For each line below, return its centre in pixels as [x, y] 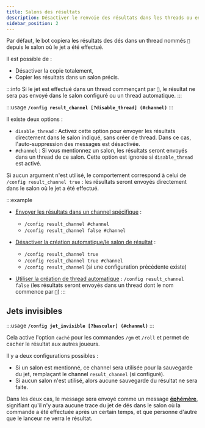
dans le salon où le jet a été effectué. [53, 188]
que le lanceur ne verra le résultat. [49, 418]
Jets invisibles [34, 311]
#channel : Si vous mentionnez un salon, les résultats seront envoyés [101, 151]
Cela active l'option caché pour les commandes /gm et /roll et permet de [98, 338]
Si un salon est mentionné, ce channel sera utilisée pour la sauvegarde [104, 368]
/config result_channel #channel [67, 224]
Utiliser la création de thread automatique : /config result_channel [99, 279]
